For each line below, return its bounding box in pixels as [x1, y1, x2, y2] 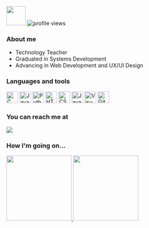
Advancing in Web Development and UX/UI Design [15, 62, 143, 69]
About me [6, 34, 37, 43]
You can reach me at [6, 112, 69, 121]
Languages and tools [6, 77, 71, 86]
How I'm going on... [6, 141, 66, 150]
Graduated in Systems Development [15, 55, 107, 63]
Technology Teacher [15, 49, 67, 56]
